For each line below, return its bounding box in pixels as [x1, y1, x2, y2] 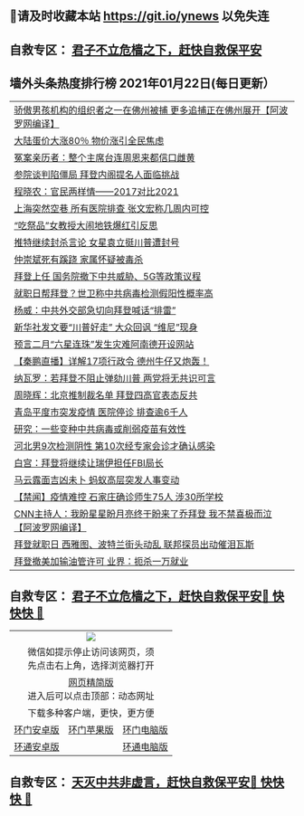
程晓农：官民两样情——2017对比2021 [14, 185, 179, 197]
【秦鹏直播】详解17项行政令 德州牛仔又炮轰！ [14, 355, 210, 367]
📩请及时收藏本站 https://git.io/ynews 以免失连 [9, 8, 270, 24]
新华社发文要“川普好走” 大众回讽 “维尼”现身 [14, 320, 198, 333]
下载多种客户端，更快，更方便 [27, 707, 156, 719]
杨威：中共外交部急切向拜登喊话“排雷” [14, 304, 176, 317]
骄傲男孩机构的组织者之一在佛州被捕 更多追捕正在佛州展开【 [14, 103, 271, 116]
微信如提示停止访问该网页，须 [27, 646, 156, 659]
